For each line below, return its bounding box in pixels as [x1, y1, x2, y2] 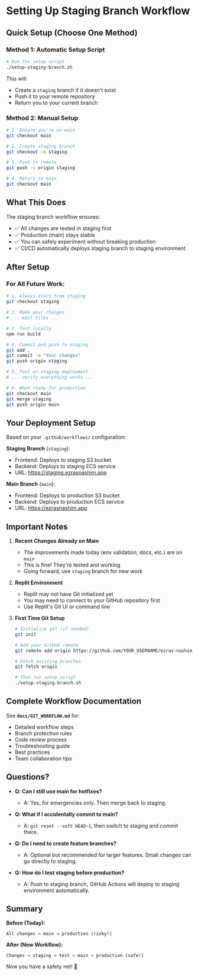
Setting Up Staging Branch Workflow [6, 4, 190, 18]
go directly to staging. [23, 857, 77, 864]
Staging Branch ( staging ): [6, 445, 70, 452]
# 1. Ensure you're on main [6, 127, 76, 133]
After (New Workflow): [6, 941, 63, 948]
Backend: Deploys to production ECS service [14, 498, 124, 505]
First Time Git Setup [14, 615, 65, 622]
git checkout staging [6, 299, 60, 305]
